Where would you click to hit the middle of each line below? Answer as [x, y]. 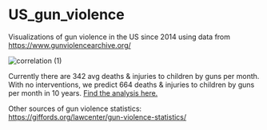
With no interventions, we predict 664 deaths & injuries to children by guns [132, 85]
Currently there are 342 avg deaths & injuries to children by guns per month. [134, 76]
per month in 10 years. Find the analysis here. [83, 93]
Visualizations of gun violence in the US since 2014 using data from [119, 37]
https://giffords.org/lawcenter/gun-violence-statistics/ [98, 116]
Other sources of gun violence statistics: [75, 108]
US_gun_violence [67, 15]
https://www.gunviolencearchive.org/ [70, 45]
